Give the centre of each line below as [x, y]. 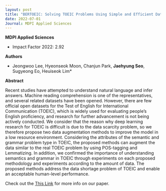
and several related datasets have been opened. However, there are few [78, 101]
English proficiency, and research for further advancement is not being [77, 117]
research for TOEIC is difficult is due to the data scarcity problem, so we [79, 127]
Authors [14, 57]
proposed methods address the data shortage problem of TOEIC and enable [83, 169]
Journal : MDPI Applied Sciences [38, 23]
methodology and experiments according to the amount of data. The [75, 163]
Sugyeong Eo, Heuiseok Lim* [42, 71]
